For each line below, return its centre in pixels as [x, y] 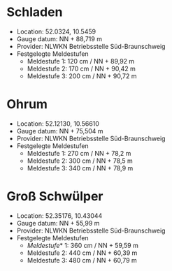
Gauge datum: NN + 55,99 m [58, 223]
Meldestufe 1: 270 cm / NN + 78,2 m [79, 153]
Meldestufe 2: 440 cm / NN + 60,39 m [82, 253]
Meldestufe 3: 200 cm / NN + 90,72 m [82, 76]
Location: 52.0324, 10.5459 [56, 31]
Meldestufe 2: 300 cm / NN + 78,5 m [80, 161]
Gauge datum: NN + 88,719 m [59, 38]
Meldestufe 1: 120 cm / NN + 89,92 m [81, 61]
